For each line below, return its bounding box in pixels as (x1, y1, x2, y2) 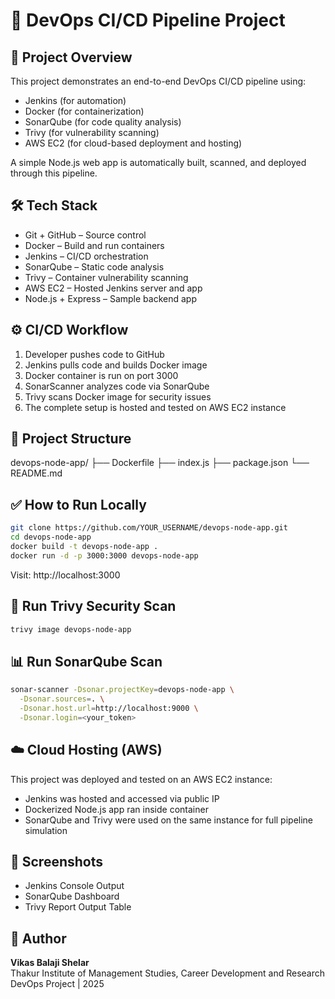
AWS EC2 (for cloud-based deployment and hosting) (24, 137, 243, 149)
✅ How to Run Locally (10, 496, 147, 513)
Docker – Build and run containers (24, 239, 165, 251)
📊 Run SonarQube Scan (10, 653, 163, 670)
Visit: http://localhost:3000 (10, 569, 121, 581)
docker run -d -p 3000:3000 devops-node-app (10, 550, 199, 561)
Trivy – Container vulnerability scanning (24, 271, 189, 283)
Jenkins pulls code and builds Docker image (24, 359, 208, 371)
